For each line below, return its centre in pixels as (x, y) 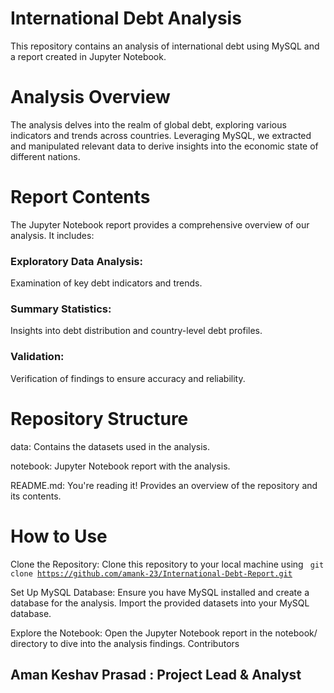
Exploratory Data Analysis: (76, 261)
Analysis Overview (90, 97)
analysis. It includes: (52, 235)
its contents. (36, 496)
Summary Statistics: (61, 309)
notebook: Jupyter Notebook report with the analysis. (120, 466)
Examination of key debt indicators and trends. (106, 283)
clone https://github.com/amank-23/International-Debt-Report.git (151, 573)
